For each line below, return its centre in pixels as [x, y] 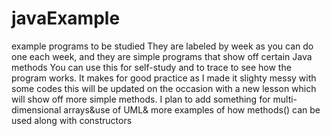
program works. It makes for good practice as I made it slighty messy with [164, 78]
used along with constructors [72, 120]
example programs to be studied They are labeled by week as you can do [162, 46]
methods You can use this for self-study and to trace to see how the [151, 67]
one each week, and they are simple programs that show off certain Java [162, 56]
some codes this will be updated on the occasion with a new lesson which [164, 88]
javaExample [66, 18]
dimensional [36, 109]
